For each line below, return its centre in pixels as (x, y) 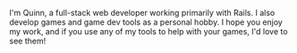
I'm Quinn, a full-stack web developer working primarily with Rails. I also (142, 13)
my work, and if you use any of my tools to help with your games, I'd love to (148, 31)
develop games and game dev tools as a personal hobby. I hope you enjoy (146, 22)
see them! (28, 41)
